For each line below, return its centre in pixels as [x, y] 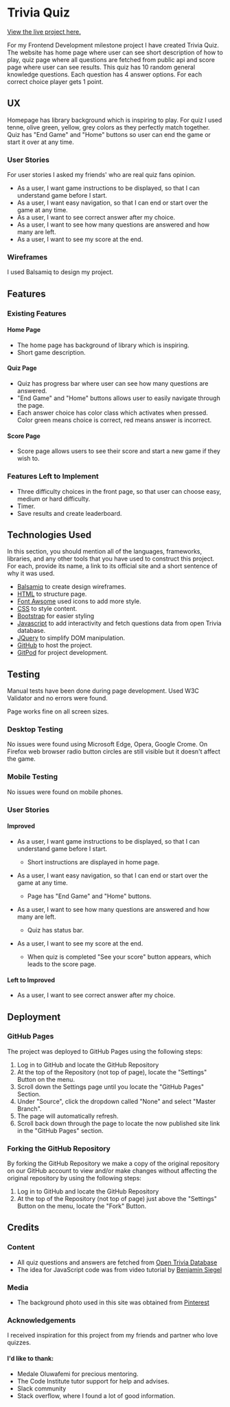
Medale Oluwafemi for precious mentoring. [78, 1374]
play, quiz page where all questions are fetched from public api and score [111, 59]
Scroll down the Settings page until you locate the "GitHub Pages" [111, 1087]
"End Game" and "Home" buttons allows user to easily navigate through [119, 398]
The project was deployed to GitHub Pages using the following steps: [105, 1051]
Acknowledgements [42, 1320]
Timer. [26, 506]
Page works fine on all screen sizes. [58, 711]
